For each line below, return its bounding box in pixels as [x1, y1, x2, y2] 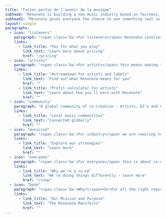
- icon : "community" [9, 100, 52, 105]
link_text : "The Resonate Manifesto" [23, 201, 100, 206]
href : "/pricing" [23, 53, 58, 58]
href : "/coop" [23, 178, 52, 183]
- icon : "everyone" [9, 155, 50, 160]
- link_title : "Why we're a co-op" [18, 168, 92, 173]
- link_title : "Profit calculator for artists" [18, 85, 119, 91]
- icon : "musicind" [9, 127, 50, 132]
